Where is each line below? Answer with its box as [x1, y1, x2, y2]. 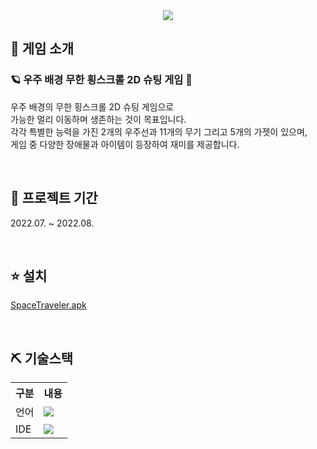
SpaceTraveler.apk [10, 299, 87, 311]
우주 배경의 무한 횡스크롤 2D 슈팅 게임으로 [10, 100, 175, 113]
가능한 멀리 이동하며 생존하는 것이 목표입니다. [10, 113, 187, 125]
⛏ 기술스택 [10, 350, 74, 367]
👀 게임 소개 [10, 40, 75, 58]
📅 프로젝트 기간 [10, 190, 98, 207]
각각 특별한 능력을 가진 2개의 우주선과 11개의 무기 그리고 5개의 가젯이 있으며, [10, 125, 308, 138]
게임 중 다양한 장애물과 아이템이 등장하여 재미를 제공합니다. [10, 138, 240, 150]
